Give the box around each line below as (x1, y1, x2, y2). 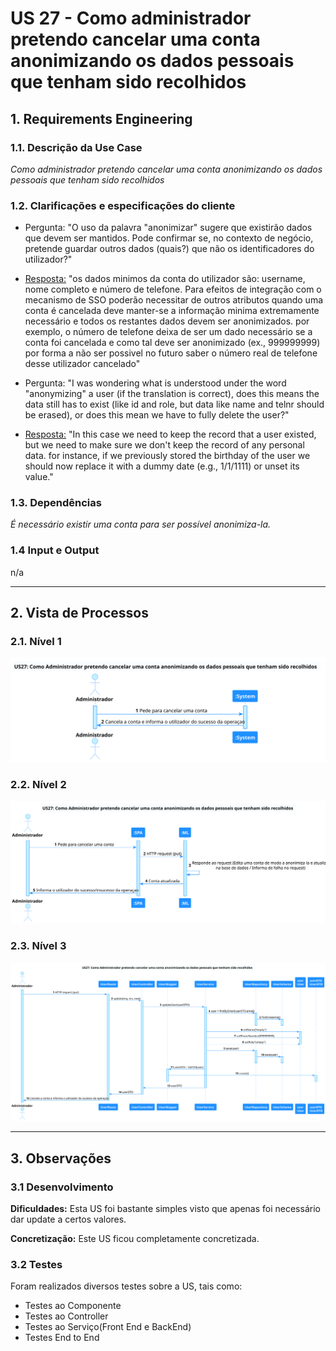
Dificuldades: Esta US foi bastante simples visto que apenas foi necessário (10, 1202, 321, 1214)
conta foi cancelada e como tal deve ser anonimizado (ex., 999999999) (24, 337, 321, 349)
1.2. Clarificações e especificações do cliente (10, 198, 236, 212)
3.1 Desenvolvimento (10, 1180, 114, 1194)
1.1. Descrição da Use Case (10, 140, 143, 154)
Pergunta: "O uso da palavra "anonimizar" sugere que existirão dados (24, 222, 313, 234)
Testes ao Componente (24, 1300, 122, 1312)
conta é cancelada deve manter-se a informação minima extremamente (24, 305, 320, 317)
